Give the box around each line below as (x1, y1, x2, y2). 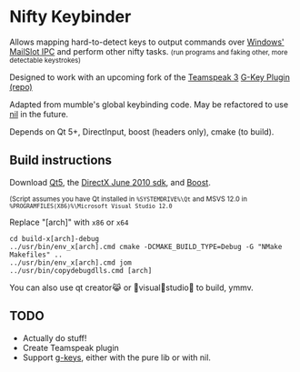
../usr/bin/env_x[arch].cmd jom (9, 257, 132, 267)
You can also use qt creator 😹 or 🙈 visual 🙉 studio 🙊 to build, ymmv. (9, 282, 255, 293)
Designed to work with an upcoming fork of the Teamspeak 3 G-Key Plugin (9, 71, 291, 83)
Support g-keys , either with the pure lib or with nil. (22, 352, 212, 363)
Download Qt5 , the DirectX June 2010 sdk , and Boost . (9, 176, 211, 187)
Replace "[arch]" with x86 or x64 (9, 216, 129, 227)
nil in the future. (9, 108, 69, 119)
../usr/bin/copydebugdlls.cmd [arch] (9, 266, 153, 275)
